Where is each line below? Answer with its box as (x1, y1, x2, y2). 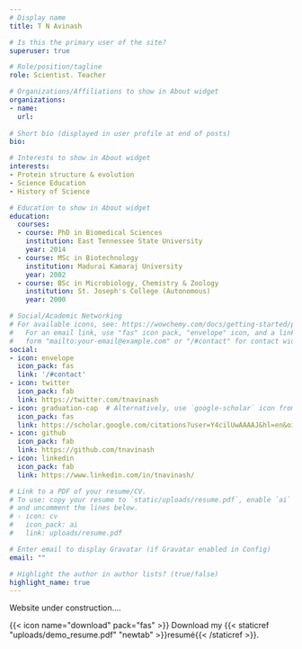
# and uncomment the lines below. (9, 503, 139, 513)
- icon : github (9, 428, 67, 437)
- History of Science (9, 186, 91, 196)
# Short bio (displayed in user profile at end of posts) (9, 129, 231, 138)
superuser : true (9, 46, 70, 55)
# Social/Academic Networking (9, 311, 123, 320)
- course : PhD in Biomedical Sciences (17, 229, 164, 238)
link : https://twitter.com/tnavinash (17, 395, 159, 404)
